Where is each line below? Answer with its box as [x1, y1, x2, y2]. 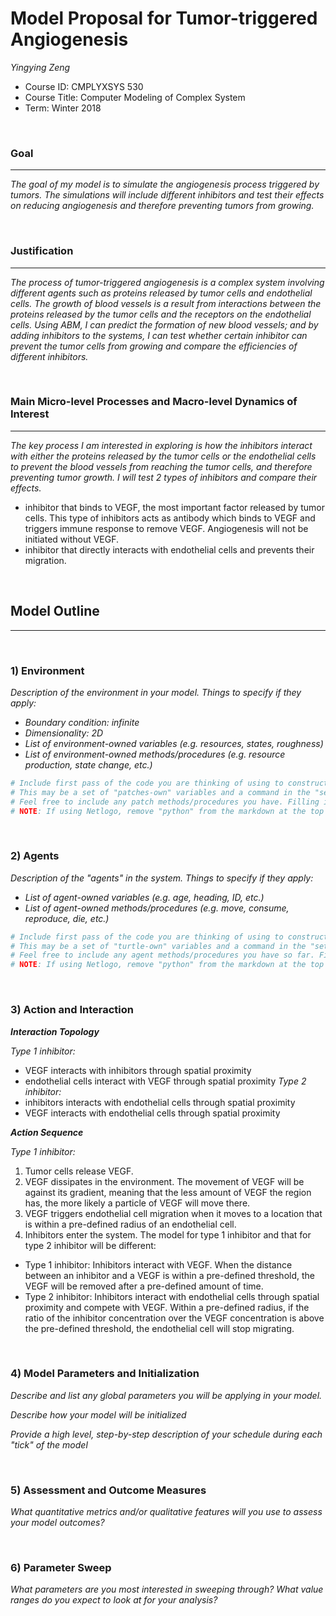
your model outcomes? [10, 1517, 105, 1529]
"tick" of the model [10, 1438, 88, 1451]
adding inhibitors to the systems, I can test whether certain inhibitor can [10, 329, 308, 341]
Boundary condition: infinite [24, 716, 140, 728]
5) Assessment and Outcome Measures [10, 1483, 207, 1497]
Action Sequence [10, 1126, 84, 1138]
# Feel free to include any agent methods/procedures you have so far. [10, 950, 315, 961]
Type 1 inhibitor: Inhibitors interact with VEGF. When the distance [24, 1258, 293, 1271]
